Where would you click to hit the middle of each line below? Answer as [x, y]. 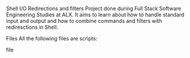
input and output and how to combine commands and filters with [84, 21]
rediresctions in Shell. [32, 27]
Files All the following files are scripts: [52, 38]
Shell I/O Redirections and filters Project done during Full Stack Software [94, 8]
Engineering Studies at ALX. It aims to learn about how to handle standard [95, 15]
